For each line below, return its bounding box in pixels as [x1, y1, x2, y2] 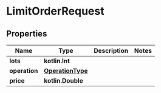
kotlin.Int [43, 57, 70, 65]
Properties [6, 29, 47, 39]
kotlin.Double [43, 77, 83, 84]
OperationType [43, 67, 88, 75]
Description [94, 47, 129, 55]
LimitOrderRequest [6, 4, 104, 18]
